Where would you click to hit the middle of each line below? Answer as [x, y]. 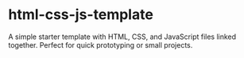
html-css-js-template [81, 15]
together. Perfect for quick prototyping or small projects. [101, 44]
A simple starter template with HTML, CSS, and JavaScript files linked [122, 37]
